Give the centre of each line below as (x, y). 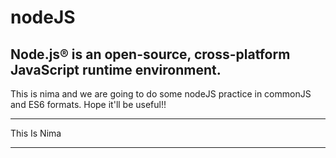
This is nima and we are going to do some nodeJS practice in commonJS (161, 94)
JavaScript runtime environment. (116, 69)
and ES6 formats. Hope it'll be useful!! (88, 104)
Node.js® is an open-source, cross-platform (150, 54)
